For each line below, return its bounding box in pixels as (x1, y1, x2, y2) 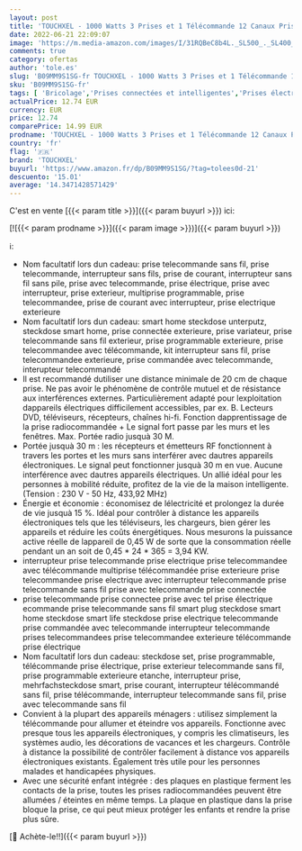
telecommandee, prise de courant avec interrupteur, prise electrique (22, 297, 276, 308)
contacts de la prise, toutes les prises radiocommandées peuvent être (22, 785, 281, 796)
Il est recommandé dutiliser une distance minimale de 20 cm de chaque (22, 374, 288, 385)
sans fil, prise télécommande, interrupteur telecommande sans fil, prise (22, 690, 287, 701)
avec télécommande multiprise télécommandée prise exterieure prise (22, 565, 280, 576)
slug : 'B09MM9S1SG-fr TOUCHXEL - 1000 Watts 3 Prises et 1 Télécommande (9, 72, 288, 81)
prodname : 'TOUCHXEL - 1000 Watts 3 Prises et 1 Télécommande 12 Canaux (9, 131, 288, 140)
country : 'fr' (9, 139, 63, 148)
